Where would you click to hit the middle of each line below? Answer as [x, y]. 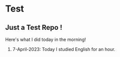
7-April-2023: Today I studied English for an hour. [64, 49]
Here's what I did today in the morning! [46, 39]
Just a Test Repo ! [34, 27]
